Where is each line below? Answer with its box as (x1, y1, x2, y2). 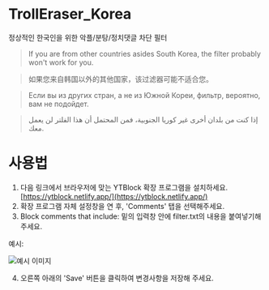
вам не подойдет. (28, 99, 89, 109)
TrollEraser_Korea (8, 5, 132, 23)
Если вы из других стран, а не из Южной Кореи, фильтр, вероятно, (28, 90, 261, 100)
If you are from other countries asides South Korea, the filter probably (28, 49, 262, 58)
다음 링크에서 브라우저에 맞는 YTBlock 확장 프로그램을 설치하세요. (19, 182, 228, 192)
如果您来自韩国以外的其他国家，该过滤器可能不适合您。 (28, 74, 213, 83)
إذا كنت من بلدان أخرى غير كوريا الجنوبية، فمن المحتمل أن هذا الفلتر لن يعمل (28, 114, 258, 124)
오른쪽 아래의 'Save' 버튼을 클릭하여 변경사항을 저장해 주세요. (19, 273, 215, 283)
